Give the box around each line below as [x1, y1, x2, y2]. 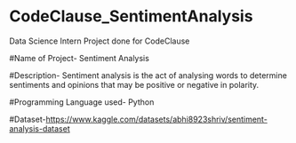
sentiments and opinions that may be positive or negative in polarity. [9, 79, 260, 90]
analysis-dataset [9, 123, 71, 134]
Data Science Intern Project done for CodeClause [9, 36, 190, 46]
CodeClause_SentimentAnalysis [9, 6, 253, 27]
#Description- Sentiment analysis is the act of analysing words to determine [9, 69, 287, 81]
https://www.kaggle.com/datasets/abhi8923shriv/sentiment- [45, 114, 268, 124]
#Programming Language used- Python [9, 96, 155, 107]
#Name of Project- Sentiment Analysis [9, 52, 149, 63]
